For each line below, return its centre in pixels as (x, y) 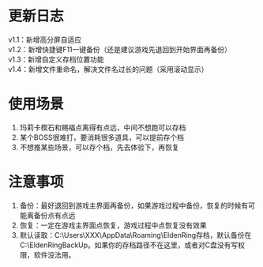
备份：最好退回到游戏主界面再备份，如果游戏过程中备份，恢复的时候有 (134, 205)
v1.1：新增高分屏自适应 (45, 39)
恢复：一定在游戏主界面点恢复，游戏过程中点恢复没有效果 (113, 225)
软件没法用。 (54, 254)
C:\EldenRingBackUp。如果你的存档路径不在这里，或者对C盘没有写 (129, 245)
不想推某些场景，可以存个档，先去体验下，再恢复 (99, 147)
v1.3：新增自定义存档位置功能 (56, 59)
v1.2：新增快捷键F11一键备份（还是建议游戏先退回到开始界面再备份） (120, 49)
